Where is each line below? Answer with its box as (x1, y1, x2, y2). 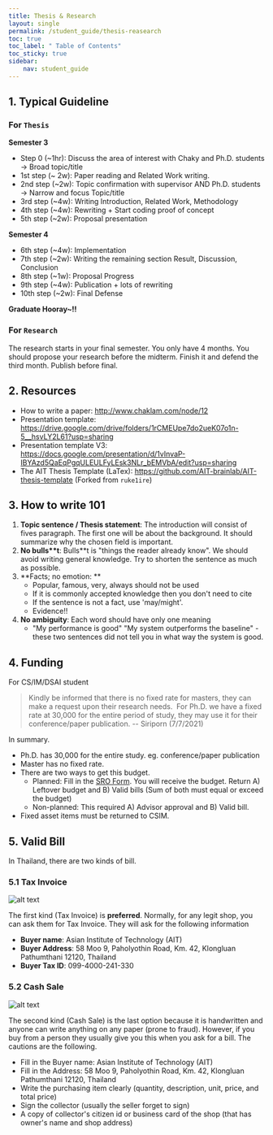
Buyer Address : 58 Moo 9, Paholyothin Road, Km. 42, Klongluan (19, 944, 236, 954)
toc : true (8, 34, 42, 43)
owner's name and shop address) (19, 1117, 133, 1127)
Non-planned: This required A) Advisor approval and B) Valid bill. (32, 802, 249, 812)
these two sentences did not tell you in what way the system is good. (32, 632, 264, 642)
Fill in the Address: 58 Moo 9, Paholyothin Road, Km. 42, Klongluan (19, 1066, 245, 1076)
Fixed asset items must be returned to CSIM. (19, 811, 170, 821)
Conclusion (19, 263, 58, 272)
